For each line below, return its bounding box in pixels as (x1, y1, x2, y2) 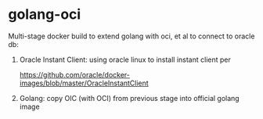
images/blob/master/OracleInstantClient (19, 78, 149, 88)
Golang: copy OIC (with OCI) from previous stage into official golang (19, 93, 240, 103)
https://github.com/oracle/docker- (19, 70, 131, 79)
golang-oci (8, 5, 81, 23)
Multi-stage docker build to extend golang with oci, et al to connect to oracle (8, 31, 255, 41)
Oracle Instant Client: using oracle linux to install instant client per (19, 55, 231, 64)
